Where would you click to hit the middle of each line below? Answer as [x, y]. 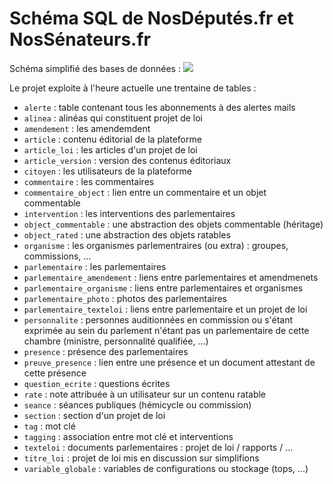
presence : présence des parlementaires [106, 351]
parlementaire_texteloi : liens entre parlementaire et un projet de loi [165, 309]
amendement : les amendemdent [87, 128]
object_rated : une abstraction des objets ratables [127, 234]
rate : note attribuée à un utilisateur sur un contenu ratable [145, 394]
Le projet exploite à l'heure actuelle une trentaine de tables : [133, 88]
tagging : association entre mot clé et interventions [128, 436]
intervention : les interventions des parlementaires [129, 213]
